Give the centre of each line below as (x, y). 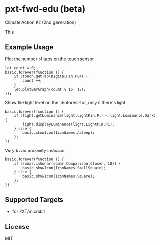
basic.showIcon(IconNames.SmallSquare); (64, 168)
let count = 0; (20, 68)
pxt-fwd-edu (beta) (45, 9)
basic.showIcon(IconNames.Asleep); (59, 132)
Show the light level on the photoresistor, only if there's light (65, 102)
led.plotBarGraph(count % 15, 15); (50, 89)
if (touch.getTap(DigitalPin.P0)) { (51, 76)
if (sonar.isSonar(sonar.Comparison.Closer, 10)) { (67, 163)
